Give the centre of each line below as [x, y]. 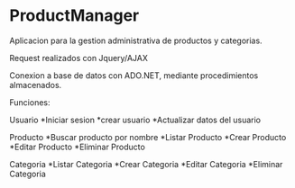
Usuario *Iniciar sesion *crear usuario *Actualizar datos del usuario [135, 120]
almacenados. [36, 85]
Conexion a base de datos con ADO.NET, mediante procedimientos [134, 75]
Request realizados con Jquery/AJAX [79, 58]
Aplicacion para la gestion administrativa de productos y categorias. [136, 40]
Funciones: [30, 102]
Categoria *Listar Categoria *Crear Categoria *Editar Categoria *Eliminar [146, 164]
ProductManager [74, 16]
